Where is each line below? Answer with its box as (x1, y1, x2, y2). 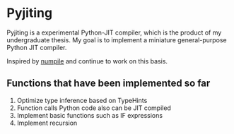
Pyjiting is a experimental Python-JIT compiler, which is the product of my (6, 28, 222, 37)
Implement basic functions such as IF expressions (16, 111, 163, 119)
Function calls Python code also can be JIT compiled (16, 104, 171, 112)
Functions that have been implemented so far (6, 78, 211, 90)
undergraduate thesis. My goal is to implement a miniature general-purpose (6, 35, 227, 44)
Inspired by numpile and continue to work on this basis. (6, 56, 168, 65)
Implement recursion (16, 118, 78, 127)
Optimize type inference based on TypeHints (16, 96, 148, 104)
